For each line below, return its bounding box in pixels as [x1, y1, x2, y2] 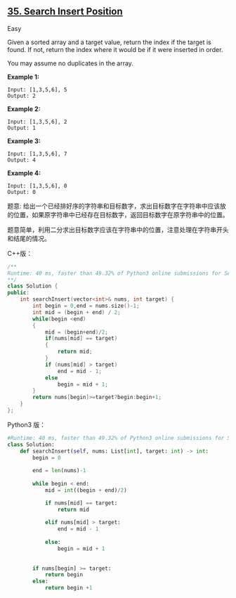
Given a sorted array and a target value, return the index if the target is [7, 38, 212, 46]
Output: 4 [7, 156, 37, 164]
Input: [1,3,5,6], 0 [7, 182, 68, 189]
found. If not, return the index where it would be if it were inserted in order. [7, 45, 223, 53]
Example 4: [7, 169, 41, 177]
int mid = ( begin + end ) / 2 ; [32, 308, 121, 316]
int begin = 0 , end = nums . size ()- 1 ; [32, 302, 140, 310]
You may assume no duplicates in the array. [7, 59, 133, 67]
